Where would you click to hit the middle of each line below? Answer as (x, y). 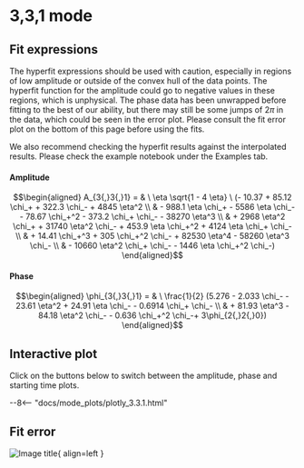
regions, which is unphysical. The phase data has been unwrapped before (148, 100)
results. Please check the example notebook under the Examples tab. (139, 156)
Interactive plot (54, 354)
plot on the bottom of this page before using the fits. (107, 129)
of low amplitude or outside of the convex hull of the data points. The (138, 81)
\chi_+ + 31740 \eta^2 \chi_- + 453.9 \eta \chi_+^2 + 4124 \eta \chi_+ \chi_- (152, 226)
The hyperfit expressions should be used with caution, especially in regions (151, 71)
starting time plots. (44, 385)
